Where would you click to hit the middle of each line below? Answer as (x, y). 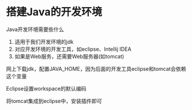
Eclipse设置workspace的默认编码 (46, 88)
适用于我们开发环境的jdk (44, 42)
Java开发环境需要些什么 (35, 29)
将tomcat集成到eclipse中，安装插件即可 (54, 101)
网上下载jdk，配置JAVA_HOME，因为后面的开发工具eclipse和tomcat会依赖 (96, 68)
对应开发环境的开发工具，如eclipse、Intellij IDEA (73, 49)
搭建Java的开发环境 (54, 12)
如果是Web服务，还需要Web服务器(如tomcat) (69, 56)
